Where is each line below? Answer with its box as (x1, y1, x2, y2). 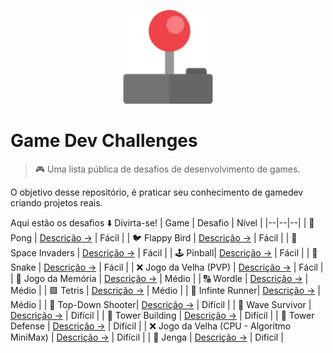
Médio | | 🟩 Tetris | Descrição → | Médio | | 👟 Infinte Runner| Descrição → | (10, 284, 321, 296)
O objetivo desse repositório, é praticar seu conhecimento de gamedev (10, 186, 304, 198)
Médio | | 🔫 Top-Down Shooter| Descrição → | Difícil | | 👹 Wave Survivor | (10, 298, 312, 310)
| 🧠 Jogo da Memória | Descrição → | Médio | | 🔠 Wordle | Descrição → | (10, 272, 309, 284)
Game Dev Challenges (10, 130, 198, 152)
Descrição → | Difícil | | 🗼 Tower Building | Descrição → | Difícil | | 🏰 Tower (10, 309, 315, 321)
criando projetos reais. (10, 196, 103, 209)
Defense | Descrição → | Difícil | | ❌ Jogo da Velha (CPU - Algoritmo (10, 320, 292, 332)
